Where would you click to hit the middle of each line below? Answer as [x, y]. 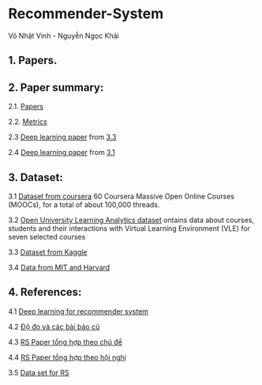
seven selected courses [47, 236]
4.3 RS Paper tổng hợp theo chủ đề [65, 342]
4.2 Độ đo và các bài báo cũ [54, 326]
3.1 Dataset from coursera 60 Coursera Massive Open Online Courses [122, 196]
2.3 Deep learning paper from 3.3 [62, 137]
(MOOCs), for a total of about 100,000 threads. [84, 204]
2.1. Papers [26, 107]
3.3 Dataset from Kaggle [48, 252]
